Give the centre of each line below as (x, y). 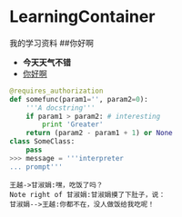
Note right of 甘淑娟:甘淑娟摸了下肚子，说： (87, 194)
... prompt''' (36, 167)
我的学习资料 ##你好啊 (51, 43)
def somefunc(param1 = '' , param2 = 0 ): (79, 99)
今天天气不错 (46, 62)
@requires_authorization (56, 91)
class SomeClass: (42, 142)
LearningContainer (82, 17)
